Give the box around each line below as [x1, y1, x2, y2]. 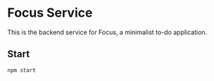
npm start [7, 66, 37, 74]
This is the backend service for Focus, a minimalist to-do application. [7, 28, 208, 36]
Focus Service [7, 5, 93, 21]
